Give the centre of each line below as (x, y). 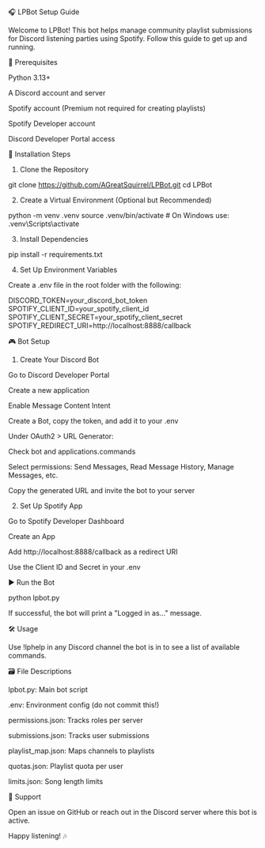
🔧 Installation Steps (40, 154)
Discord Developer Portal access (62, 139)
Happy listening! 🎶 (38, 836)
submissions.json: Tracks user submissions (79, 735)
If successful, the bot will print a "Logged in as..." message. (105, 613)
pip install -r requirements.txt (55, 254)
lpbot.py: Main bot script (48, 690)
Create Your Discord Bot (59, 360)
